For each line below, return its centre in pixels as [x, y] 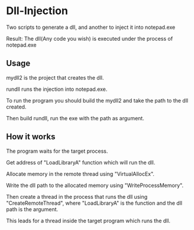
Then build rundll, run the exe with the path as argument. [75, 118]
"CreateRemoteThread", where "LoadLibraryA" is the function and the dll [94, 203]
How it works [31, 137]
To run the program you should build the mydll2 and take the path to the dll [97, 100]
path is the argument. [32, 209]
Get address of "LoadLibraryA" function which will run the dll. [81, 162]
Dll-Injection [37, 11]
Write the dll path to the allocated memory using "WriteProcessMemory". [95, 185]
